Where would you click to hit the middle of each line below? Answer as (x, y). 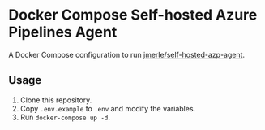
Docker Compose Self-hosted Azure (133, 15)
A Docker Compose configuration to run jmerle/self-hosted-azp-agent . (127, 54)
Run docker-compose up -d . (65, 117)
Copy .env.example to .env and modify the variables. (108, 108)
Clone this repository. (56, 100)
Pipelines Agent (63, 32)
